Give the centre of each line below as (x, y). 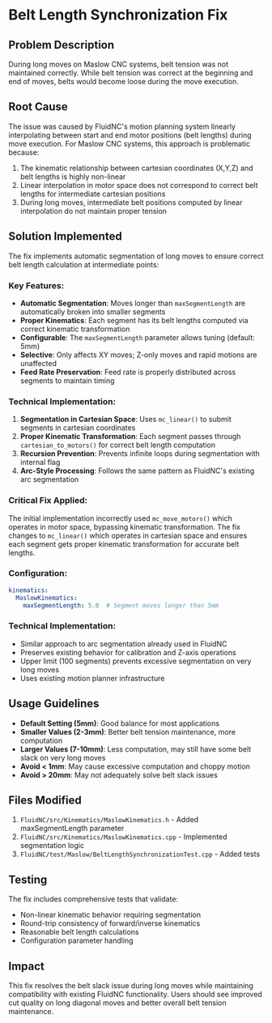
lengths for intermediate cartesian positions (93, 194)
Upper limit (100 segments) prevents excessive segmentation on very (136, 661)
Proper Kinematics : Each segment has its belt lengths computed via (134, 320)
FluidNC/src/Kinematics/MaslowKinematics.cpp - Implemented (123, 837)
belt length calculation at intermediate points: (84, 264)
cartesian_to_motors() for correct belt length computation (118, 445)
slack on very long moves (63, 757)
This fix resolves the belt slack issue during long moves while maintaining (131, 985)
